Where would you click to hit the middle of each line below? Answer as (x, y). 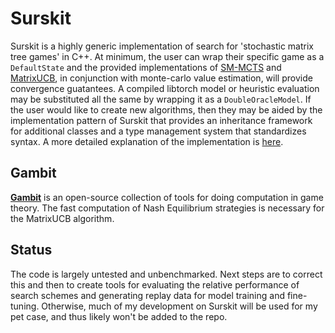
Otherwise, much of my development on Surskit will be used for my (179, 306)
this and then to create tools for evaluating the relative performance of (155, 284)
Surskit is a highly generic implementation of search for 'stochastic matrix (162, 46)
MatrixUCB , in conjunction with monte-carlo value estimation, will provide (161, 78)
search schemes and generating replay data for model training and (147, 295)
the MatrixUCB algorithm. (62, 218)
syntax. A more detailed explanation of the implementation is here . (147, 141)
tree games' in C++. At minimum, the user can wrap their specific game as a (167, 56)
